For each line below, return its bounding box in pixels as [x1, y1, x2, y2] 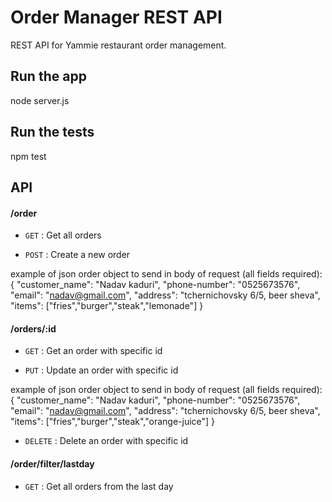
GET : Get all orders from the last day [24, 480, 174, 492]
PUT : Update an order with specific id [24, 364, 179, 376]
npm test [10, 150, 47, 162]
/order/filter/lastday [10, 457, 95, 470]
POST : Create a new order [24, 249, 131, 261]
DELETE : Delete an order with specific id [24, 435, 189, 447]
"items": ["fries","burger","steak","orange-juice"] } [10, 416, 216, 428]
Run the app [10, 68, 87, 85]
